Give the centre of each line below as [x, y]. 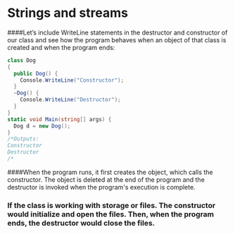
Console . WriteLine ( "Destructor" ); [70, 100]
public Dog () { [36, 73]
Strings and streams [68, 13]
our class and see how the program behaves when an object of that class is [117, 39]
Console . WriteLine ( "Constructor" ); [72, 80]
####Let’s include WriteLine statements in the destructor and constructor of [118, 32]
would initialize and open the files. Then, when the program [111, 214]
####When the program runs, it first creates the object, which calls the [110, 172]
